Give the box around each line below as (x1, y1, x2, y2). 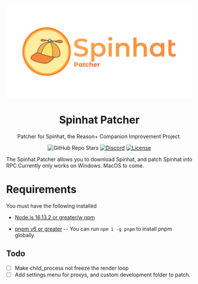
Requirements (6, 183, 77, 196)
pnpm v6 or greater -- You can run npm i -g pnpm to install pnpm (14, 225, 173, 232)
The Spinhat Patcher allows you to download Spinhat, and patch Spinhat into (6, 156, 193, 163)
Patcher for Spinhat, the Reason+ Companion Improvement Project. (17, 133, 181, 140)
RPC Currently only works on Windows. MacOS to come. (6, 162, 144, 169)
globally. (14, 231, 35, 238)
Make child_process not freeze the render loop (14, 264, 129, 272)
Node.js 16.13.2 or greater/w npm (14, 214, 95, 221)
